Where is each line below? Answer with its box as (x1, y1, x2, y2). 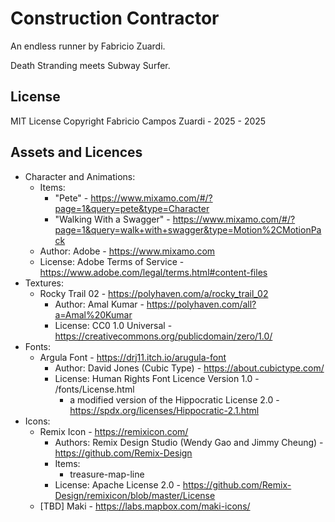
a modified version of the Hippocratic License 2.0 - (69, 393, 280, 406)
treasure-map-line (69, 468, 145, 480)
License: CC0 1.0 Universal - (54, 319, 173, 331)
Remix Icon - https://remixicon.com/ (39, 425, 189, 437)
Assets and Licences (10, 144, 143, 161)
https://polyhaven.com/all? (146, 298, 257, 310)
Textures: (24, 277, 64, 289)
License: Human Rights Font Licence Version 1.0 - (54, 372, 260, 384)
